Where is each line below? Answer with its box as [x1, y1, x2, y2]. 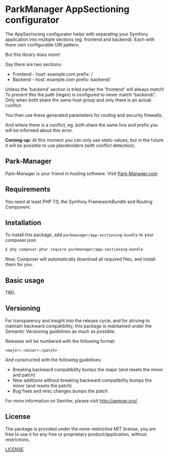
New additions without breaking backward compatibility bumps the [12, 377, 152, 383]
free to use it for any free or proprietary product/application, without [5, 431, 147, 437]
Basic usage [5, 276, 44, 285]
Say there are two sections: [5, 61, 62, 67]
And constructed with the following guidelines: [5, 357, 102, 363]
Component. [5, 204, 31, 210]
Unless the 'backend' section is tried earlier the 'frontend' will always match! [5, 86, 164, 92]
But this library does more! [5, 52, 61, 58]
